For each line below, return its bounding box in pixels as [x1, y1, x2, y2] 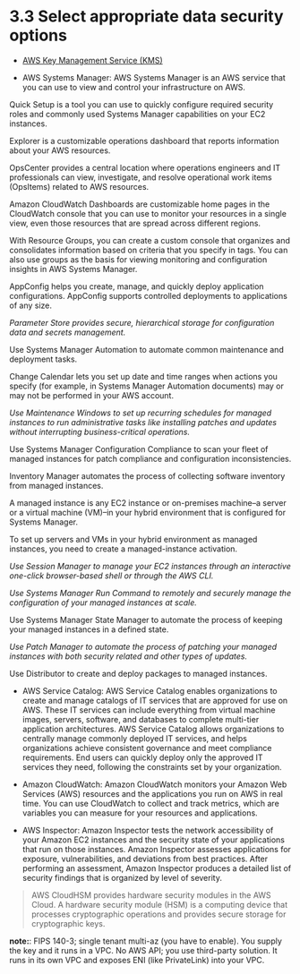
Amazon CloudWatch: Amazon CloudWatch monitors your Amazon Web [21, 779, 287, 790]
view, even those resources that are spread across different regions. [9, 218, 261, 228]
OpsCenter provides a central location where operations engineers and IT [9, 162, 281, 173]
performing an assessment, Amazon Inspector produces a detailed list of [21, 862, 292, 874]
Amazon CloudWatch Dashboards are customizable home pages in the [9, 199, 270, 209]
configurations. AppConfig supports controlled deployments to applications [9, 290, 288, 301]
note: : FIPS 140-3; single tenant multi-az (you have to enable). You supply [9, 936, 282, 946]
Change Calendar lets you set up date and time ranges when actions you [9, 371, 278, 381]
